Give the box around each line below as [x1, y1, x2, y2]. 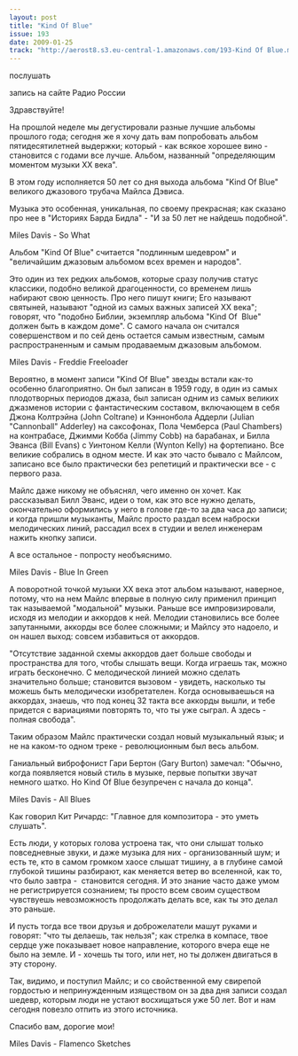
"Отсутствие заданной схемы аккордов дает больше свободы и [9, 648, 252, 659]
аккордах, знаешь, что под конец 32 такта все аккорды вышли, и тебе [9, 695, 276, 706]
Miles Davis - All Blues [9, 794, 91, 805]
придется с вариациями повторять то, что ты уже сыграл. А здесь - [9, 705, 267, 716]
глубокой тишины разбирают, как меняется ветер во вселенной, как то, [9, 866, 282, 877]
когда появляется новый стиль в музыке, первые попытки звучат [9, 768, 257, 778]
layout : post [9, 12, 58, 22]
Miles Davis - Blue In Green [9, 567, 109, 577]
